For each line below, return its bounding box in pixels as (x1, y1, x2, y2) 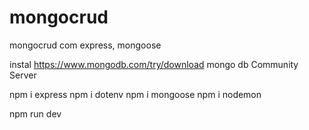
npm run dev (9, 107, 62, 120)
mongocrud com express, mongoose (9, 39, 162, 51)
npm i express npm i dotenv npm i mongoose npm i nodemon (9, 88, 262, 100)
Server (9, 69, 37, 81)
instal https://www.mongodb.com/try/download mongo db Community (9, 58, 299, 70)
